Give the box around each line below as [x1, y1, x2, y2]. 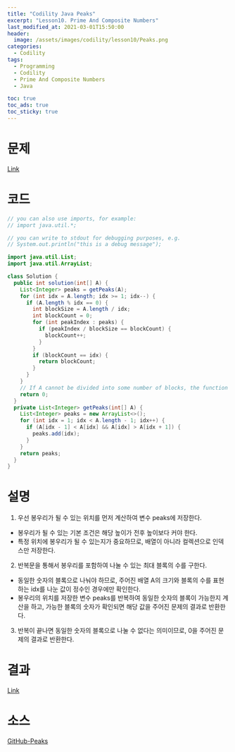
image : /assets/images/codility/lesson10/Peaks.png [13, 37, 169, 44]
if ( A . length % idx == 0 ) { [25, 299, 109, 307]
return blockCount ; [38, 358, 96, 365]
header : [7, 30, 30, 37]
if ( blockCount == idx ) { [32, 352, 109, 359]
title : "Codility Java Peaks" [7, 10, 96, 18]
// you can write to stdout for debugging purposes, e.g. [7, 234, 181, 242]
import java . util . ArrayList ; [7, 260, 93, 268]
